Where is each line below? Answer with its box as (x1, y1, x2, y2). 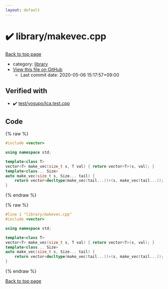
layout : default (5, 7, 40, 13)
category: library (12, 61, 48, 67)
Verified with (5, 86, 48, 95)
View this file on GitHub (12, 66, 63, 72)
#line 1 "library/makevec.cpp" (5, 212, 72, 217)
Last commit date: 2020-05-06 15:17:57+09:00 (20, 72, 119, 78)
